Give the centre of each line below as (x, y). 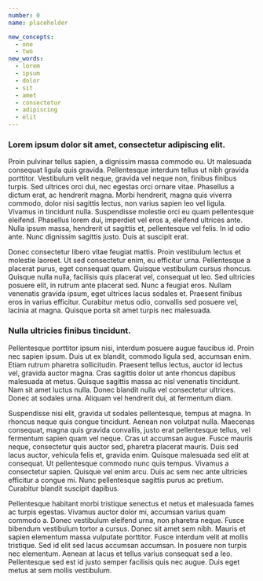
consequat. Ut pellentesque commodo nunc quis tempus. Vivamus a (119, 463)
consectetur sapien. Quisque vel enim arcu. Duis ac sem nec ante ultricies (128, 471)
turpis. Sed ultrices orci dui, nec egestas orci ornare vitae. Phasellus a (121, 187)
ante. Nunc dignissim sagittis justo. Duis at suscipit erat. (99, 237)
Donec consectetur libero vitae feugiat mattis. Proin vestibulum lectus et (125, 252)
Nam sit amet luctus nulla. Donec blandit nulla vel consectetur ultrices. (122, 389)
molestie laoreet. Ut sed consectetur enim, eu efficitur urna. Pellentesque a (130, 261)
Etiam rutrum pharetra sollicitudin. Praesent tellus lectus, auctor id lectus (126, 364)
